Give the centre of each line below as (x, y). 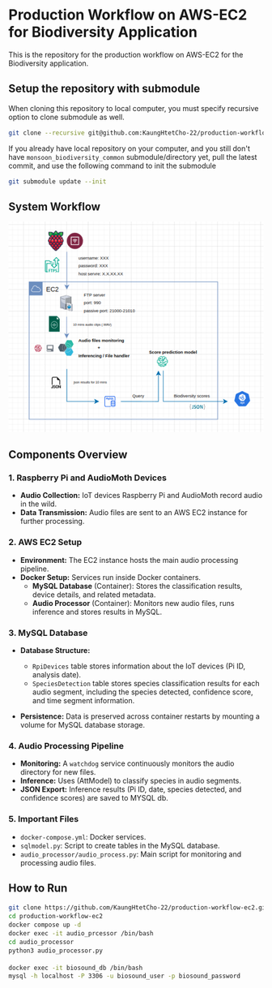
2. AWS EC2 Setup (45, 543)
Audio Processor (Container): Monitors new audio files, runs (133, 603)
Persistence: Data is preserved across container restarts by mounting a (140, 716)
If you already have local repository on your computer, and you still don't (130, 148)
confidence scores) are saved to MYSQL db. (94, 798)
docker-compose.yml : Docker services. (83, 836)
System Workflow (55, 206)
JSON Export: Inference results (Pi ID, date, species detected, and (131, 789)
